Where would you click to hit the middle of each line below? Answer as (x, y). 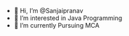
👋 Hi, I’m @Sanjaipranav (48, 11)
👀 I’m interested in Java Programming (68, 18)
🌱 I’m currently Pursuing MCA (56, 25)
